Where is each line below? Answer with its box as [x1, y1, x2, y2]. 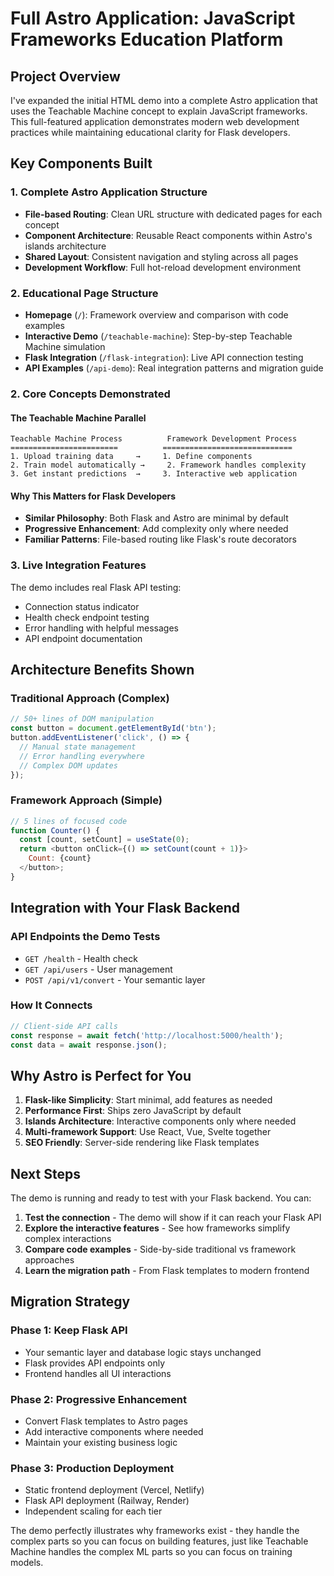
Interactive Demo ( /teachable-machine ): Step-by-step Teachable [24, 330, 293, 342]
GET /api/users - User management [24, 963, 173, 975]
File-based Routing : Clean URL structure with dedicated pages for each [24, 208, 323, 220]
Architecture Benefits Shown [10, 662, 195, 678]
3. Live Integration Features [10, 558, 147, 572]
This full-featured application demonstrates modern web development [10, 116, 300, 127]
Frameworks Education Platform [10, 28, 284, 51]
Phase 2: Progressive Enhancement [10, 1392, 188, 1406]
